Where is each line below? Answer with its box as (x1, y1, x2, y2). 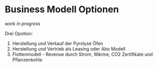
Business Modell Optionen (5, 4, 119, 15)
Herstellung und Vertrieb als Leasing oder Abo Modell (12, 46, 126, 52)
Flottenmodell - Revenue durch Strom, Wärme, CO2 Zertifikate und (12, 51, 153, 57)
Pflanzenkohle (12, 56, 42, 62)
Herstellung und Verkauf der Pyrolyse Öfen (12, 40, 103, 47)
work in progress (5, 20, 40, 27)
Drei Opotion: (5, 30, 33, 36)
